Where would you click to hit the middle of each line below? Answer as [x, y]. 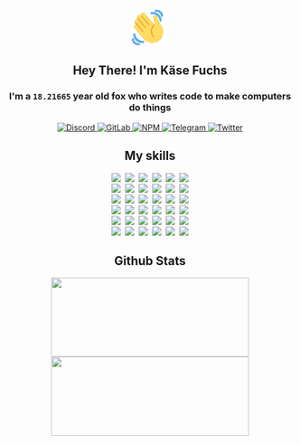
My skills [150, 156]
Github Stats [150, 261]
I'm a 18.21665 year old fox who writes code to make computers [150, 97]
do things [150, 108]
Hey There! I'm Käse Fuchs [150, 71]
